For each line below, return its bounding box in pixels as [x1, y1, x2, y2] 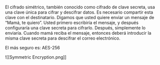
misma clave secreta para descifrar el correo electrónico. [5, 35, 121, 41]
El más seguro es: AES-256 [5, 45, 60, 50]
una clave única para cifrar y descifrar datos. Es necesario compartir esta [5, 9, 153, 15]
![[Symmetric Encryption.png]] [5, 54, 67, 60]
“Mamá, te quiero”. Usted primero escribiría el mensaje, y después [5, 20, 138, 25]
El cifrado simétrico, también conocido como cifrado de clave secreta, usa [5, 4, 155, 10]
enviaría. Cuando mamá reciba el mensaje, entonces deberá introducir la [5, 30, 152, 36]
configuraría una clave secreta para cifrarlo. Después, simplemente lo [5, 25, 146, 31]
